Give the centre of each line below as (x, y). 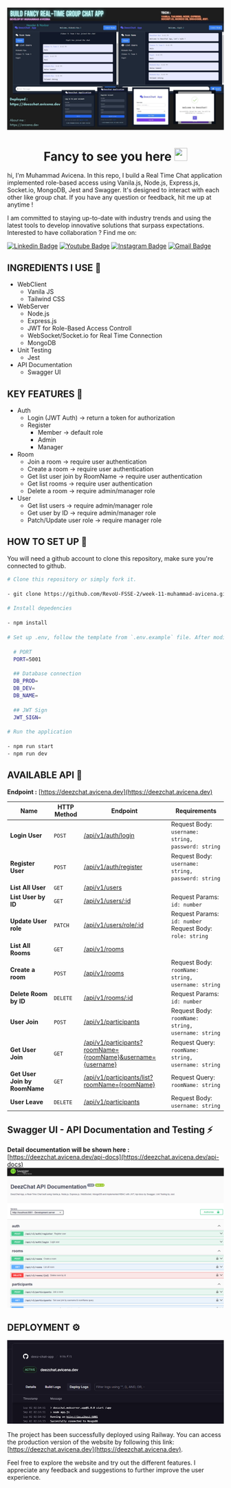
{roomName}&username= (120, 1057)
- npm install (27, 623)
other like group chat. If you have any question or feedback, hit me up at (109, 198)
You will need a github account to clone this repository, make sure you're (110, 558)
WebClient (32, 285)
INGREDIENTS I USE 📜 (54, 268)
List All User (28, 887)
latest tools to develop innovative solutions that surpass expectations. (106, 225)
